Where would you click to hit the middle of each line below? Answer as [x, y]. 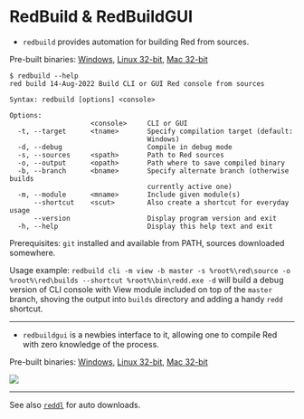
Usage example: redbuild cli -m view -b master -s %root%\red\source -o [150, 270]
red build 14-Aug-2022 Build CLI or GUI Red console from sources [137, 83]
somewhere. [33, 252]
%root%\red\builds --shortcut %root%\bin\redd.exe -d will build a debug [147, 280]
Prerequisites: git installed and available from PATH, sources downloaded [147, 243]
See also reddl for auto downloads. [75, 405]
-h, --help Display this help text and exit [145, 226]
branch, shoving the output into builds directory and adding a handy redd [146, 299]
